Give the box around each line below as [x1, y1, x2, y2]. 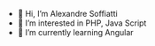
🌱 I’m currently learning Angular [17, 27, 135, 37]
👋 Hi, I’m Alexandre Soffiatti [17, 9, 118, 19]
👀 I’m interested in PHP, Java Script [17, 18, 147, 28]
